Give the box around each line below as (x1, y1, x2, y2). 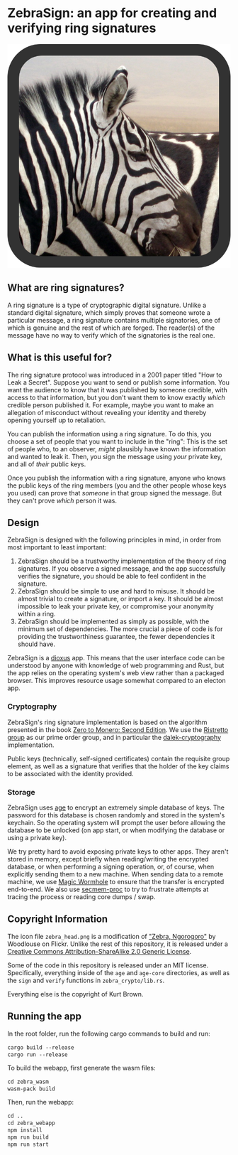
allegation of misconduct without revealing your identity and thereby (7, 408, 207, 417)
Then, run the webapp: (7, 1097, 74, 1106)
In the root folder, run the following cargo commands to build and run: (7, 1029, 210, 1038)
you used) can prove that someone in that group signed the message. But (7, 488, 222, 497)
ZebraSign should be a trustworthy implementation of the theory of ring (17, 557, 227, 566)
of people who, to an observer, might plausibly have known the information (7, 444, 227, 453)
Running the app (7, 1011, 81, 1023)
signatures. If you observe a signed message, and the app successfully (17, 564, 226, 573)
